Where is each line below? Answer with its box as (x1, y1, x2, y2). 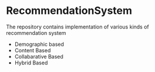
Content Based (14, 46, 51, 53)
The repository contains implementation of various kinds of (6, 23, 150, 30)
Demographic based (14, 41, 65, 48)
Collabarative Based (14, 53, 63, 60)
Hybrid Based (14, 59, 48, 66)
